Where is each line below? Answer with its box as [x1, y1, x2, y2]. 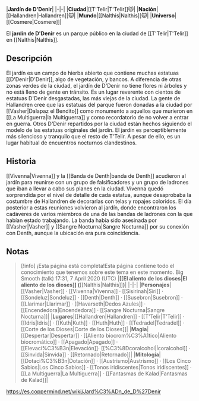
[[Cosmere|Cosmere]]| [6, 18, 62, 25]
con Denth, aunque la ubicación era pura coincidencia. [6, 229, 140, 236]
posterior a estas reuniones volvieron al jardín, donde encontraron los [6, 203, 176, 211]
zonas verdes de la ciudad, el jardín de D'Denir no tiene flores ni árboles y [6, 82, 187, 89]
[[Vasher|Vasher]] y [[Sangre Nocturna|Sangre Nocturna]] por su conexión [6, 223, 189, 230]
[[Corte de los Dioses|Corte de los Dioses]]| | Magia [20, 326, 147, 333]
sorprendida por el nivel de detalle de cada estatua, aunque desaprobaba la [6, 191, 192, 198]
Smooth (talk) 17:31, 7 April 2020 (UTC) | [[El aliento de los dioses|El [20, 275, 188, 282]
